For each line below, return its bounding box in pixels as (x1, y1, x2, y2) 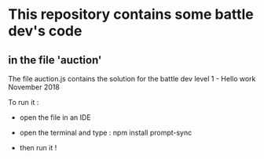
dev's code (8, 22, 82, 40)
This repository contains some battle (8, 5, 254, 23)
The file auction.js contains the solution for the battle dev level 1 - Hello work (8, 74, 256, 83)
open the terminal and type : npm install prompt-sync (19, 128, 192, 137)
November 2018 (8, 82, 60, 92)
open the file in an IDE (19, 113, 92, 122)
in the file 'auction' (8, 53, 102, 67)
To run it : (8, 98, 39, 107)
